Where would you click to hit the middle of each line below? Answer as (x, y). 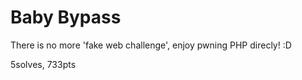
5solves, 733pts (43, 64)
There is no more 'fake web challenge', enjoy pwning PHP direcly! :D (151, 45)
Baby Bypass (66, 17)
